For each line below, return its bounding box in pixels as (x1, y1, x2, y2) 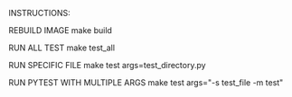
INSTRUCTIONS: (8, 8, 71, 18)
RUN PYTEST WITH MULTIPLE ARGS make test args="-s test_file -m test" (8, 77, 284, 88)
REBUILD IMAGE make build (8, 25, 112, 35)
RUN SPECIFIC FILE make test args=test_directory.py (8, 60, 206, 70)
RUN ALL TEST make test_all (8, 42, 115, 53)
